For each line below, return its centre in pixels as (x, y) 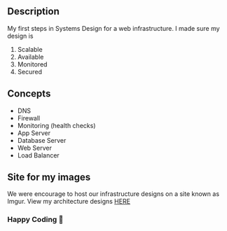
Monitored (32, 64)
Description (33, 12)
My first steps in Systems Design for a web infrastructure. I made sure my (113, 28)
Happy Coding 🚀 (35, 220)
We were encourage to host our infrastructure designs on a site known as (113, 194)
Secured (29, 71)
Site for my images (49, 177)
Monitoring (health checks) (56, 125)
